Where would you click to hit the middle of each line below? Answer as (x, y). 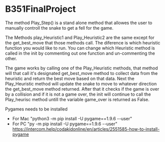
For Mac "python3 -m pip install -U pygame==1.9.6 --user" (72, 118)
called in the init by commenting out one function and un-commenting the (80, 53)
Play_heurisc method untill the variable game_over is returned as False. (77, 99)
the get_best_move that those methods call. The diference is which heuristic (83, 42)
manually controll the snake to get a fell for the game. (59, 28)
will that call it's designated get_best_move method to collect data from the (82, 73)
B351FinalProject (41, 9)
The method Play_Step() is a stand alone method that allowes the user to (79, 23)
